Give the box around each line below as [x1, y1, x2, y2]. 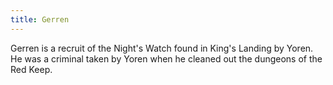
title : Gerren [10, 14, 70, 25]
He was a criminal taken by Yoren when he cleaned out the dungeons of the [10, 52, 323, 65]
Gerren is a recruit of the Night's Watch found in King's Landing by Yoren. [10, 42, 314, 54]
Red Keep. [10, 63, 53, 75]
